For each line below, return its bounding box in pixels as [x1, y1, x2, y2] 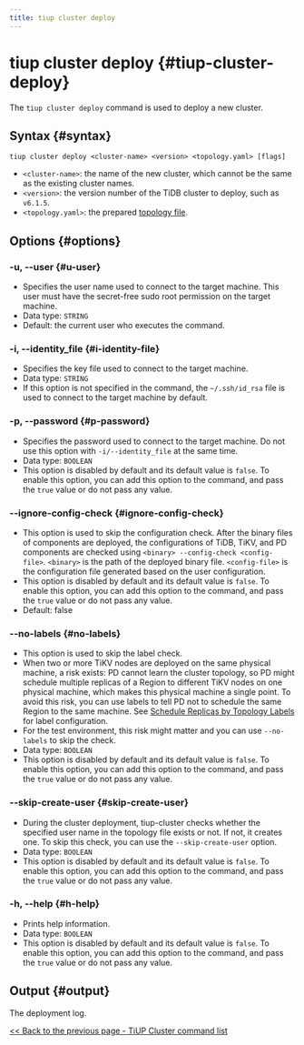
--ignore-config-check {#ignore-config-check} [9, 507, 224, 519]
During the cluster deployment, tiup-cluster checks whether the [22, 817, 261, 828]
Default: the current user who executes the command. [22, 320, 225, 331]
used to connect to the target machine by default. [22, 392, 209, 403]
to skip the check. [49, 735, 116, 746]
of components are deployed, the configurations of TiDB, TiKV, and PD [22, 537, 288, 548]
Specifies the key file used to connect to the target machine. [22, 363, 249, 374]
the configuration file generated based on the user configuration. [22, 566, 266, 577]
